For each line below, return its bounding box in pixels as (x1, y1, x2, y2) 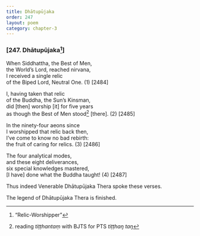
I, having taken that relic (6, 90, 65, 97)
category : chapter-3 (6, 25, 58, 32)
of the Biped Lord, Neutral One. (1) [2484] (6, 78, 109, 86)
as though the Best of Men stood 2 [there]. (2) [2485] (6, 109, 135, 117)
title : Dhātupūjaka (6, 8, 55, 15)
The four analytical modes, (6, 152, 72, 159)
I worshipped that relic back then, (6, 128, 89, 135)
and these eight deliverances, (6, 158, 79, 165)
